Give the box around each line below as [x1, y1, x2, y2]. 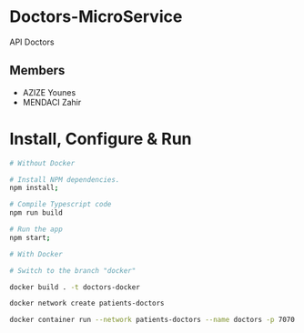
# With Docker [9, 249, 64, 258]
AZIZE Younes [22, 86, 76, 97]
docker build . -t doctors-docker [9, 282, 141, 292]
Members [9, 63, 66, 78]
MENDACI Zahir [22, 96, 82, 107]
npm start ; [9, 233, 51, 242]
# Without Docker [9, 158, 76, 167]
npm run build [9, 208, 64, 217]
